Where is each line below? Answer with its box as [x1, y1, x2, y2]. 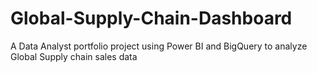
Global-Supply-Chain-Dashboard [10, 7, 293, 30]
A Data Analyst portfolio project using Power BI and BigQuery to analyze [10, 40, 308, 52]
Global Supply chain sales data [10, 50, 138, 62]
